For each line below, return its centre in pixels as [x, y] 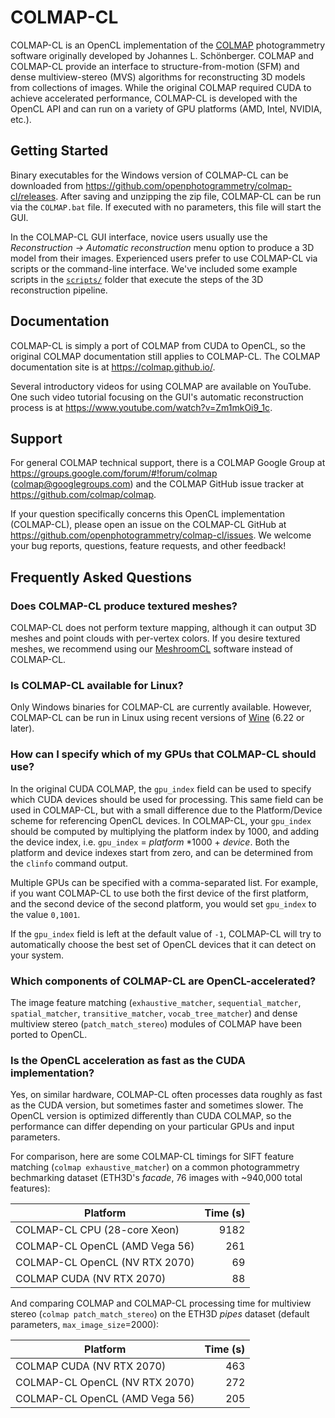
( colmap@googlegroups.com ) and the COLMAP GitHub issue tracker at [157, 484]
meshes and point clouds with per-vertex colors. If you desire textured [155, 638]
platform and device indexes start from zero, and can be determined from [161, 852]
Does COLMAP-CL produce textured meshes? [124, 606]
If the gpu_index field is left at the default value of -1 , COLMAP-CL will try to [166, 933]
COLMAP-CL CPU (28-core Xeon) [97, 1230]
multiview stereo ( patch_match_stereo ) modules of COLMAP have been [156, 1023]
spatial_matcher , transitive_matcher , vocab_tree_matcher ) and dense [154, 1013]
